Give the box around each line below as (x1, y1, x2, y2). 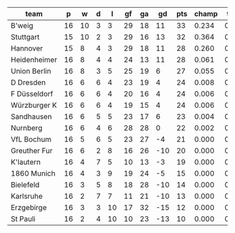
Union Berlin (10, 66, 51, 76)
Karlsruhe (10, 192, 43, 201)
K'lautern (10, 157, 41, 167)
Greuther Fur (10, 146, 53, 155)
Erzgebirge (10, 203, 47, 212)
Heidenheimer (10, 55, 57, 64)
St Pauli (10, 214, 36, 223)
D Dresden (10, 78, 46, 87)
